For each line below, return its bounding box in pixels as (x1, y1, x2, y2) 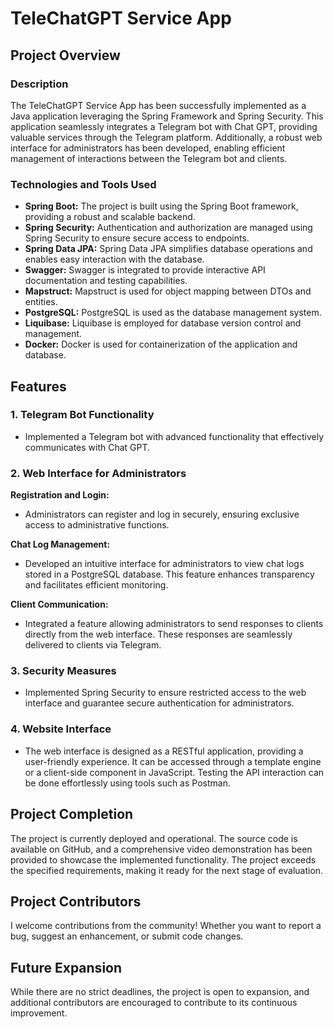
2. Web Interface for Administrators (10, 466, 187, 480)
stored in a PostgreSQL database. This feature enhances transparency (24, 568, 315, 581)
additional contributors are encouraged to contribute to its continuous (10, 997, 298, 1009)
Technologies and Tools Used (10, 177, 157, 191)
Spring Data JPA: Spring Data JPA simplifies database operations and (24, 243, 313, 255)
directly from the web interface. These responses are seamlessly (24, 628, 293, 641)
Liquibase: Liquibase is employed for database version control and (24, 317, 302, 329)
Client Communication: (10, 598, 109, 611)
